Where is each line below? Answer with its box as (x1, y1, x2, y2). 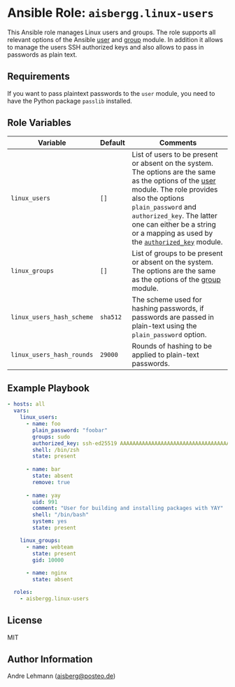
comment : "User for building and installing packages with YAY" (32, 505, 224, 512)
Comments (159, 138, 197, 148)
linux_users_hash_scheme (10, 313, 94, 321)
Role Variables (7, 117, 71, 129)
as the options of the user (131, 176, 216, 185)
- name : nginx (25, 569, 68, 576)
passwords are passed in (131, 312, 215, 322)
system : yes (32, 518, 68, 525)
